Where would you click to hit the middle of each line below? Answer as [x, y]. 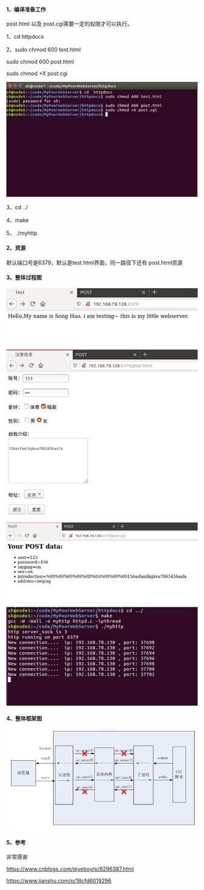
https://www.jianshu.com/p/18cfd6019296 [59, 881]
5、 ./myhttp [22, 233]
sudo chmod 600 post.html [40, 62]
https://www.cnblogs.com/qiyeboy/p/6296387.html [70, 869]
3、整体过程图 [24, 278]
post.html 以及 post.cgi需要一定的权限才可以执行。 [70, 24]
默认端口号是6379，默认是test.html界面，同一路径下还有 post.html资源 [95, 262]
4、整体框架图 [24, 718]
